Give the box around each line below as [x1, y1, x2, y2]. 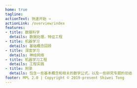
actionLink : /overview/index [5, 21, 65, 26]
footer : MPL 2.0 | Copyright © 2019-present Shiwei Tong [5, 75, 125, 80]
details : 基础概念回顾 [9, 44, 52, 48]
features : [5, 25, 26, 30]
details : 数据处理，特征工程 [9, 35, 63, 40]
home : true [5, 7, 28, 12]
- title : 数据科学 [5, 30, 40, 35]
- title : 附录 [5, 66, 33, 71]
